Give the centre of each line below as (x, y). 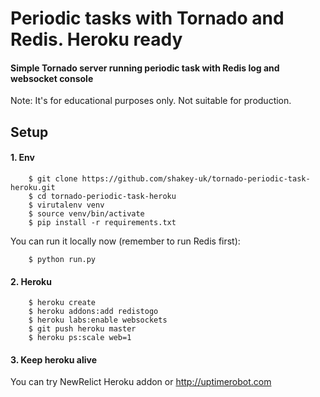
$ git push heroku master (82, 329)
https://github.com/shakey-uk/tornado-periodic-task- (196, 178)
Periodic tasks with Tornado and (147, 18)
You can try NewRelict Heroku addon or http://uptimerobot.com (141, 382)
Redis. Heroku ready (96, 39)
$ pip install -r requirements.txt (102, 222)
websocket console (52, 78)
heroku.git (33, 187)
